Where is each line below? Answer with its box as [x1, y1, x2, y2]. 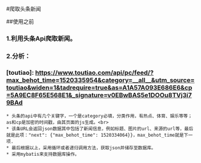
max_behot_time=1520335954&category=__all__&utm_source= [6, 76, 195, 84]
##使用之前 [6, 18, 34, 25]
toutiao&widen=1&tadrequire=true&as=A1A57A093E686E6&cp [6, 83, 193, 92]
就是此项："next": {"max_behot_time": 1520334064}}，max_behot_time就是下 [6, 132, 188, 138]
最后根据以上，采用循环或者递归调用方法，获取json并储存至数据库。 [11, 145, 156, 151]
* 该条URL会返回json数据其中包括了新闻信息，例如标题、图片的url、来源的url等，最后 [6, 126, 193, 132]
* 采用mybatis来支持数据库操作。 [6, 152, 80, 158]
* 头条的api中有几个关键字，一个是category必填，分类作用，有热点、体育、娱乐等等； [6, 113, 193, 119]
